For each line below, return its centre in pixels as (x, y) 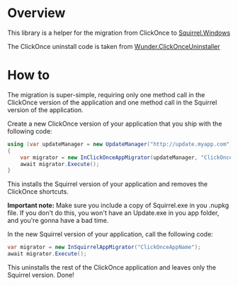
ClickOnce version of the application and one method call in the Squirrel (112, 102)
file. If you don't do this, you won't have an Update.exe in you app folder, (113, 213)
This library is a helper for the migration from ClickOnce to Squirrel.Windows (119, 33)
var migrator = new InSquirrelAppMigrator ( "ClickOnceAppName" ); (104, 247)
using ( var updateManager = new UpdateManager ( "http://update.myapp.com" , (120, 144)
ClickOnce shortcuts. (38, 192)
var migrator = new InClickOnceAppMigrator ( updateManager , (109, 158)
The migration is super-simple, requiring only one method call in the (106, 94)
